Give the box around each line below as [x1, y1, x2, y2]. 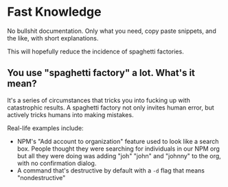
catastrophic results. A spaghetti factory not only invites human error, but [7, 103, 214, 112]
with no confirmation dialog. [16, 159, 97, 167]
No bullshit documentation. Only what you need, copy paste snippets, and [7, 27, 216, 35]
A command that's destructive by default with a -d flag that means [16, 166, 205, 175]
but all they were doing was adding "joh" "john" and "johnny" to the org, [16, 151, 221, 160]
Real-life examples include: [7, 124, 84, 132]
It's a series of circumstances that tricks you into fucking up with [7, 96, 190, 104]
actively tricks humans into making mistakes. [7, 110, 134, 119]
